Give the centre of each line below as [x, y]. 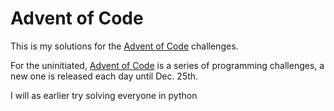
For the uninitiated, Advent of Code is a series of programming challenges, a [167, 65]
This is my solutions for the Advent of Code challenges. [124, 46]
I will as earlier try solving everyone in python [104, 95]
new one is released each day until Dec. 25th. [104, 76]
